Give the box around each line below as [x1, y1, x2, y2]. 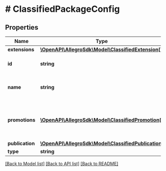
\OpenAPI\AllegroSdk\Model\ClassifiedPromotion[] [40, 117, 164, 123]
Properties [5, 23, 39, 32]
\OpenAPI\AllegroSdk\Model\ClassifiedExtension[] [40, 46, 163, 53]
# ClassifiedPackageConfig [5, 3, 120, 15]
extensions [7, 46, 35, 53]
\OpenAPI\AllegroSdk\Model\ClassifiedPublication [40, 140, 162, 147]
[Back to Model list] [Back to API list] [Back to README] [5, 161, 119, 167]
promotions [7, 117, 36, 123]
